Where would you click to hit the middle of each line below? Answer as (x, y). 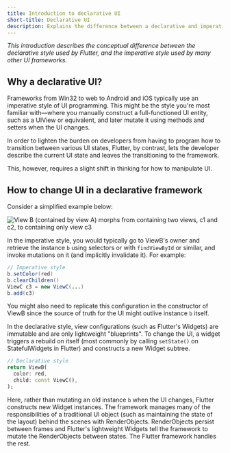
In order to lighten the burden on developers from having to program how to (114, 140)
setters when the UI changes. (49, 127)
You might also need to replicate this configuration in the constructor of (108, 306)
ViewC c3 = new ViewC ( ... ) (46, 286)
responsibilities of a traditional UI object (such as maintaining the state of (110, 414)
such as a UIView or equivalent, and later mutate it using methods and (106, 120)
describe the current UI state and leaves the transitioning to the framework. (113, 156)
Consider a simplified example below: (60, 207)
